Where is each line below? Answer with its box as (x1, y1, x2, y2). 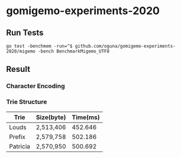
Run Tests (6, 28, 44, 38)
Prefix (9, 133, 25, 141)
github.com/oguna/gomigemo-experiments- (75, 43, 176, 49)
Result (6, 64, 31, 74)
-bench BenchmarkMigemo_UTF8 (37, 48, 110, 54)
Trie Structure (6, 98, 47, 106)
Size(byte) (35, 113, 66, 121)
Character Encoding (6, 82, 65, 90)
